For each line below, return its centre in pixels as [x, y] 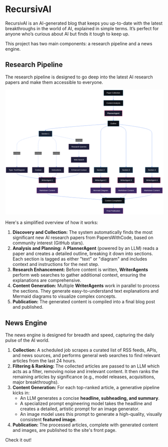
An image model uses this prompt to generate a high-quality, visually [91, 414]
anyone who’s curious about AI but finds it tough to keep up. [67, 34]
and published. [28, 307]
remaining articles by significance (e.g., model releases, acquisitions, [84, 377]
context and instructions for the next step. [56, 264]
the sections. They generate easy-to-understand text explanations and [86, 291]
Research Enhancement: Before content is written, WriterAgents [80, 270]
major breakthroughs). [36, 382]
